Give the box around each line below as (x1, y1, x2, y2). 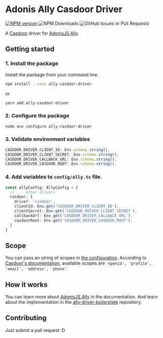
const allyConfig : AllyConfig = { (5, 185, 79, 190)
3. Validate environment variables (5, 136, 90, 143)
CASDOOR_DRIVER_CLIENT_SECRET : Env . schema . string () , (5, 152, 119, 157)
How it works (5, 280, 48, 289)
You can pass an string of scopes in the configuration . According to (5, 255, 147, 261)
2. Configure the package (5, 112, 70, 120)
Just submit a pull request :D (5, 327, 66, 333)
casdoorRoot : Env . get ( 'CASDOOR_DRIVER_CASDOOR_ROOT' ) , (14, 218, 133, 223)
